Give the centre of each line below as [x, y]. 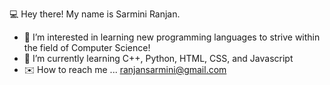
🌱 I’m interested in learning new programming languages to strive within [172, 37]
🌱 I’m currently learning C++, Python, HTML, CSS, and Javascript [158, 58]
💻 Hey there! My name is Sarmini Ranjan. [95, 14]
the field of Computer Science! [87, 47]
